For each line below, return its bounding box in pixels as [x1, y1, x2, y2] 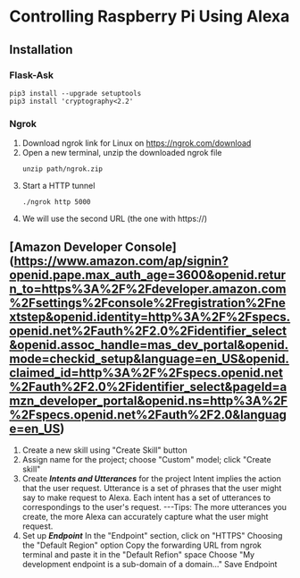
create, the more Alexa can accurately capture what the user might [21, 511, 269, 522]
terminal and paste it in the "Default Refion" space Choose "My [21, 548, 255, 560]
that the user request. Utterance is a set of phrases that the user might [21, 482, 282, 493]
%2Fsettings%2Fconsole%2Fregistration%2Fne [9, 295, 286, 310]
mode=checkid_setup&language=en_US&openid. [9, 351, 290, 366]
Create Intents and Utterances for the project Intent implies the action [21, 472, 281, 484]
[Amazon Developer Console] [9, 239, 177, 254]
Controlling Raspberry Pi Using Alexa [9, 6, 290, 27]
